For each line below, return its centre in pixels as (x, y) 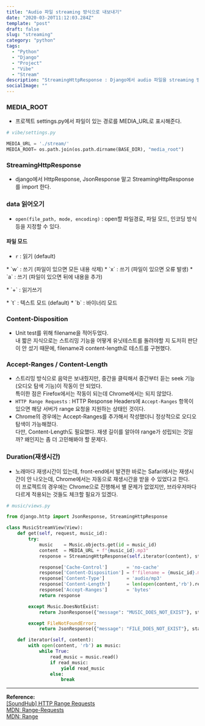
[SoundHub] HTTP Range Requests (51, 703)
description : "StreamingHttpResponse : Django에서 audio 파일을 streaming (100, 80)
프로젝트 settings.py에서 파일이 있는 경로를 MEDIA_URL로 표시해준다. (98, 121)
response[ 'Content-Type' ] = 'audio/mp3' (101, 579)
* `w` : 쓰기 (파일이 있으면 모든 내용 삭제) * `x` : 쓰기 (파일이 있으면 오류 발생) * (100, 269)
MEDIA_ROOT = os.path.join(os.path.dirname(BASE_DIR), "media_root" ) (95, 150)
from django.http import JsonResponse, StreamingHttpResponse (87, 517)
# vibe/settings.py (31, 133)
